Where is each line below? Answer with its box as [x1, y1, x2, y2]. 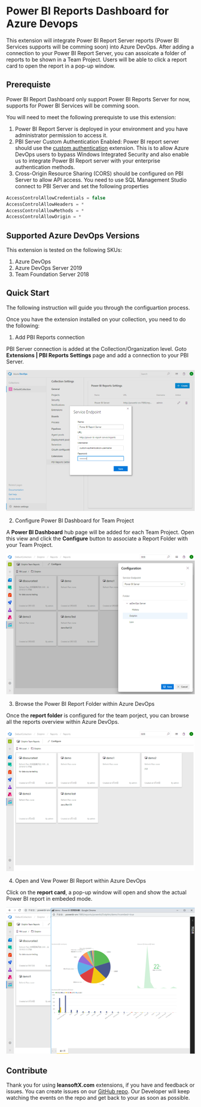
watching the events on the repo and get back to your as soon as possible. [6, 1094, 190, 1102]
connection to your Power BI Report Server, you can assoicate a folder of [6, 49, 187, 56]
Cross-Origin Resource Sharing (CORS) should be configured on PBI [14, 170, 184, 177]
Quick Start [6, 288, 50, 298]
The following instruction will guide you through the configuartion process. [6, 304, 190, 311]
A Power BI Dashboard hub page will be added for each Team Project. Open [6, 529, 194, 536]
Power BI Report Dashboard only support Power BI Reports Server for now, [6, 95, 191, 103]
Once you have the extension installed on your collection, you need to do [6, 315, 186, 323]
